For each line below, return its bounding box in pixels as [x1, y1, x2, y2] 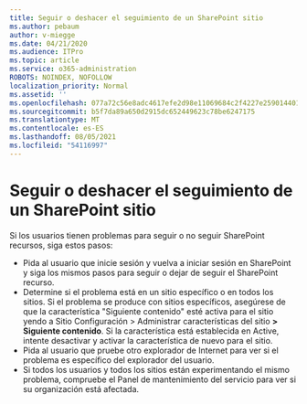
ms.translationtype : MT [9, 115, 101, 124]
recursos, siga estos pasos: [9, 239, 113, 250]
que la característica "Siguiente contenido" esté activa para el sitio [22, 305, 274, 316]
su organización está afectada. [22, 383, 140, 394]
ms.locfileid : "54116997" [9, 141, 108, 150]
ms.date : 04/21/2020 [9, 38, 89, 48]
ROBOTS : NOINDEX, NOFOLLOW [9, 73, 112, 82]
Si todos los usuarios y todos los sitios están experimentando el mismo [22, 364, 291, 375]
